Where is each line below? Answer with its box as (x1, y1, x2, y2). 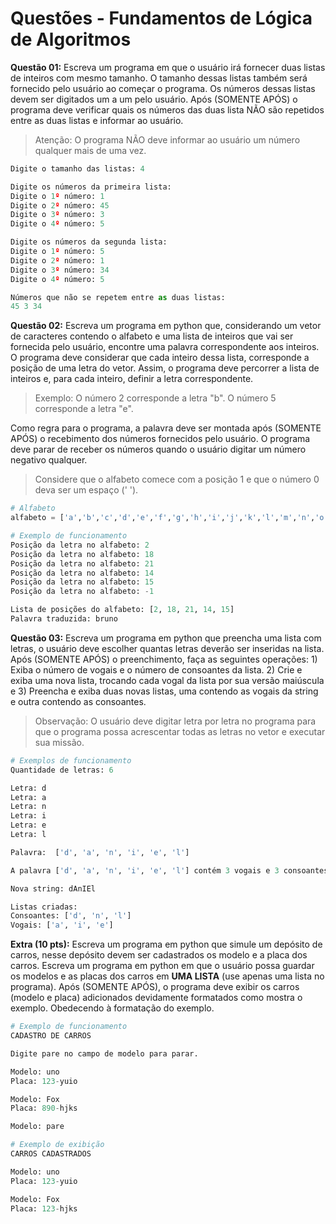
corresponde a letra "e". (34, 403, 134, 415)
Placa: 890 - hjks (10, 1103, 78, 1114)
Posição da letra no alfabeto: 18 (10, 549, 155, 559)
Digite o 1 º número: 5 (10, 247, 105, 257)
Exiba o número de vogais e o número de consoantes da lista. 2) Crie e (10, 663, 303, 676)
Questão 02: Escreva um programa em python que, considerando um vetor (10, 320, 322, 332)
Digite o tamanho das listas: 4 (10, 163, 145, 174)
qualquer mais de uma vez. (34, 144, 147, 156)
